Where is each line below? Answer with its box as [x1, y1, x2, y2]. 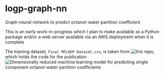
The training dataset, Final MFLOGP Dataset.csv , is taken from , [5, 49, 155, 54]
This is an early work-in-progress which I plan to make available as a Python [5, 28, 160, 34]
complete [5, 39, 25, 45]
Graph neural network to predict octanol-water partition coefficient [5, 19, 140, 25]
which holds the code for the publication [5, 53, 87, 59]
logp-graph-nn [5, 3, 67, 14]
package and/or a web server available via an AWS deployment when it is [5, 34, 154, 40]
